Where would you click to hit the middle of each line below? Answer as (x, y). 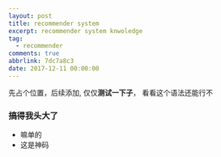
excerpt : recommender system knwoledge (76, 31)
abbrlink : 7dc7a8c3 (41, 62)
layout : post (30, 16)
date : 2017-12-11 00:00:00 (54, 69)
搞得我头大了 (34, 116)
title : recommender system (54, 23)
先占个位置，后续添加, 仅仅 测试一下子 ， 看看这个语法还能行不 (110, 92)
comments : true (34, 53)
